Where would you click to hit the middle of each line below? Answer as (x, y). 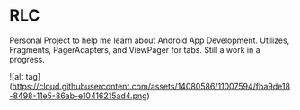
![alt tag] (25, 76)
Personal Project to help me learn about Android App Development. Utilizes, (150, 40)
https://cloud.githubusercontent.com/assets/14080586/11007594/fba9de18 (151, 86)
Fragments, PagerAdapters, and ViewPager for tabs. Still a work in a (135, 49)
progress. (27, 59)
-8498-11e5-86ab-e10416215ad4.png (78, 96)
